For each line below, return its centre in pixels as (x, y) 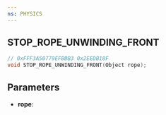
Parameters (34, 87)
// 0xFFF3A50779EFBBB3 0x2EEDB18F (58, 59)
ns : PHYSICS (25, 14)
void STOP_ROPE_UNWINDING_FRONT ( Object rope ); (77, 65)
